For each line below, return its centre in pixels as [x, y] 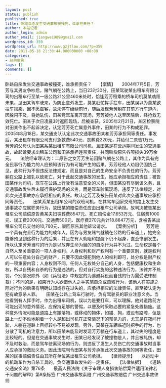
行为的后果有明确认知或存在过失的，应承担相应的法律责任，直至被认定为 [87, 288]
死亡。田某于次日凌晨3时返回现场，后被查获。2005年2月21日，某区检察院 [84, 121]
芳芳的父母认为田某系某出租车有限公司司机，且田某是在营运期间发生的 [77, 146]
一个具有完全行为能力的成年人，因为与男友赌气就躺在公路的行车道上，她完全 [83, 232]
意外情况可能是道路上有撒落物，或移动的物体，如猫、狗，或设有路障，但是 [85, 313]
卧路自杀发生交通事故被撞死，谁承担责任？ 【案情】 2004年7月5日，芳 [82, 84]
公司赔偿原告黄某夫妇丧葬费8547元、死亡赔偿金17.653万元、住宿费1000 [86, 214]
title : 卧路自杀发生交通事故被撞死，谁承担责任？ [50, 23]
